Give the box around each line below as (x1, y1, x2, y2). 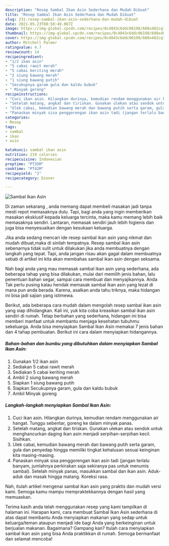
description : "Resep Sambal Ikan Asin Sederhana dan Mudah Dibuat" (5, 7, 150, 13)
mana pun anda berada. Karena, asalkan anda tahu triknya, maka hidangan (5, 287, 160, 293)
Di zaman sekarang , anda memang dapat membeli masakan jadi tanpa (5, 203, 152, 209)
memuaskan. (5, 494, 32, 500)
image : (5, 26, 19, 31)
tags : (5, 124, 17, 129)
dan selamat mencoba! (5, 536, 53, 542)
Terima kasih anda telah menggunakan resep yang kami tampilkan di (5, 504, 147, 510)
